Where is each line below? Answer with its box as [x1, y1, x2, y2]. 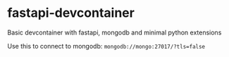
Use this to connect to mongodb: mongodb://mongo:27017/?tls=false [7, 42, 206, 50]
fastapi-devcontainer [7, 5, 135, 21]
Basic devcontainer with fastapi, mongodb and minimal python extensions [7, 28, 222, 37]
